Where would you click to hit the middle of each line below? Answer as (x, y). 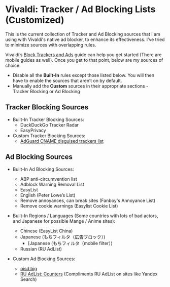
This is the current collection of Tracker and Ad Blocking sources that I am (83, 34)
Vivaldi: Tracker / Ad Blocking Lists (80, 9)
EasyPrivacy (33, 130)
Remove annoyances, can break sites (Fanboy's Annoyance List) (88, 200)
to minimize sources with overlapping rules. (51, 45)
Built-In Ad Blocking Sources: (43, 169)
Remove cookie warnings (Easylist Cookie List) (69, 206)
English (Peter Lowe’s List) (48, 195)
